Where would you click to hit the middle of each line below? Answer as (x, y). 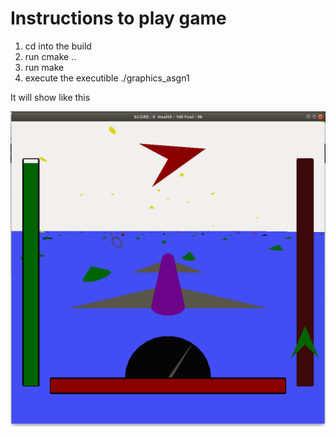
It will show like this (50, 97)
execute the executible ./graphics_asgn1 (107, 78)
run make (44, 67)
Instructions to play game (118, 18)
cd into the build (58, 46)
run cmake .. (50, 56)
